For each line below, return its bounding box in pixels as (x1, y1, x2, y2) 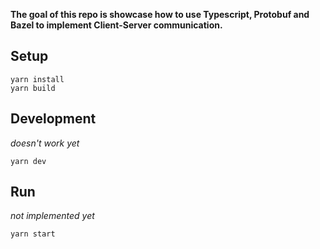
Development (10, 110, 97, 128)
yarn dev (10, 156, 47, 166)
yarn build (10, 83, 56, 93)
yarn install (10, 74, 65, 84)
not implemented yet (10, 210, 95, 222)
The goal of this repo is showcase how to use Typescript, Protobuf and (10, 9, 310, 20)
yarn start (10, 229, 56, 239)
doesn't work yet (10, 137, 80, 149)
